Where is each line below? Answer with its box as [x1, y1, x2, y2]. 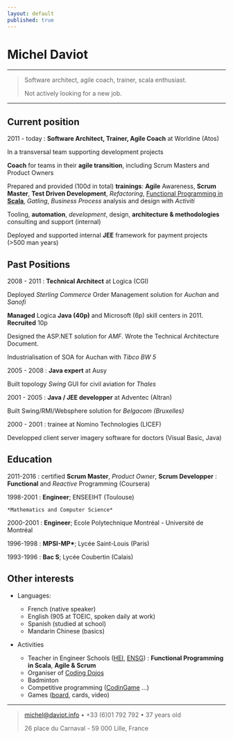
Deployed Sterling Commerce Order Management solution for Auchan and [7, 291, 219, 299]
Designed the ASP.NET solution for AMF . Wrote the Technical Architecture [7, 332, 220, 341]
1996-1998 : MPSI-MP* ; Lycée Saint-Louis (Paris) [7, 539, 150, 547]
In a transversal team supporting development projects [7, 148, 164, 156]
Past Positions [7, 258, 71, 271]
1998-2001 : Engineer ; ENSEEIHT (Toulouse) [7, 493, 135, 501]
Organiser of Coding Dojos [27, 668, 104, 677]
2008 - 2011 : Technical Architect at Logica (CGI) [7, 277, 149, 285]
